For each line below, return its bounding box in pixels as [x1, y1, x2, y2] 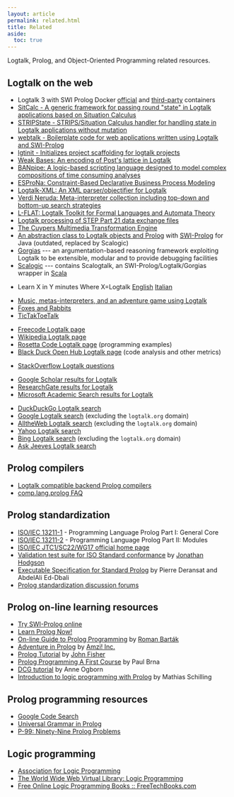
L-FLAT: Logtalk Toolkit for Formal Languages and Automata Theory [17, 208, 216, 217]
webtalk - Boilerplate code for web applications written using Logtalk [17, 133, 219, 142]
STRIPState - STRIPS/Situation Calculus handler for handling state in [17, 118, 217, 126]
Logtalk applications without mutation [17, 126, 127, 134]
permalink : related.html [7, 17, 81, 24]
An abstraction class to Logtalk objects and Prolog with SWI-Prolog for [17, 231, 224, 240]
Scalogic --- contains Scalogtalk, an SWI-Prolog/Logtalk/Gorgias [17, 261, 207, 269]
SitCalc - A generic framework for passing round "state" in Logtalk [17, 103, 212, 111]
